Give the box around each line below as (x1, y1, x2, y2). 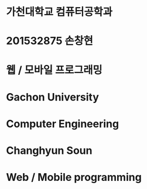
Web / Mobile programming (6, 171, 142, 184)
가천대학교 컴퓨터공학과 (6, 5, 112, 19)
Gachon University (6, 90, 100, 104)
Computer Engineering (6, 117, 119, 130)
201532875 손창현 (6, 35, 94, 47)
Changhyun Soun (6, 144, 93, 157)
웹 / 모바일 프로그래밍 (6, 63, 102, 77)
